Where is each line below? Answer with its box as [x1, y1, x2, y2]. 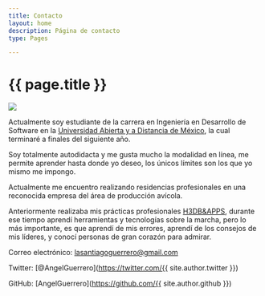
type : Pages [8, 34, 48, 43]
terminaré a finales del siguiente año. [8, 134, 131, 144]
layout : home [8, 19, 52, 27]
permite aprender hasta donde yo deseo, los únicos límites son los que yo [8, 158, 253, 168]
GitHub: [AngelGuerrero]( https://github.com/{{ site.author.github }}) [8, 278, 232, 289]
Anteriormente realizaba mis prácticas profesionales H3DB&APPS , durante [8, 206, 255, 217]
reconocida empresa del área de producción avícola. [8, 191, 183, 201]
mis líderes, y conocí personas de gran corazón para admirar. [8, 232, 212, 241]
